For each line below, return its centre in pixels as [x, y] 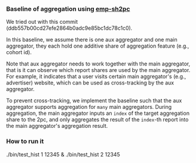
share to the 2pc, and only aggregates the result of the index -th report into [97, 120]
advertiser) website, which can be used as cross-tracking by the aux [90, 83]
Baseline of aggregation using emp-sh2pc [68, 9]
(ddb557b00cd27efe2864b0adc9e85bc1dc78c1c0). [69, 28]
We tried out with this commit [42, 22]
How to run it [25, 142]
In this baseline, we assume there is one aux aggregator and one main [92, 40]
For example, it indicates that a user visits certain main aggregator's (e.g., [96, 77]
